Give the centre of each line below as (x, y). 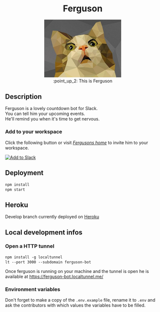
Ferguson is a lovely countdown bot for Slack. (51, 109)
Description (23, 97)
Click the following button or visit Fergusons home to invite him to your (77, 142)
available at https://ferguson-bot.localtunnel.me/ (54, 276)
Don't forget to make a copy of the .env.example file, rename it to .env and (80, 300)
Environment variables (33, 289)
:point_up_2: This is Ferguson (83, 81)
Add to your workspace (34, 132)
